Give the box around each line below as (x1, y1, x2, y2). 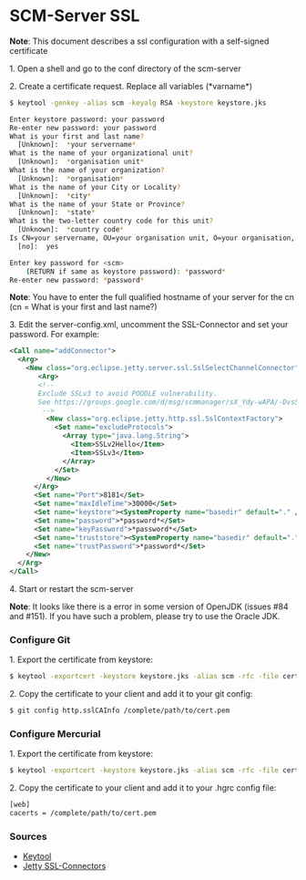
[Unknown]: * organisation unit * (17, 157, 145, 167)
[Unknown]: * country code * (17, 225, 125, 234)
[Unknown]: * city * (17, 191, 92, 201)
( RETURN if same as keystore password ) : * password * (25, 266, 226, 276)
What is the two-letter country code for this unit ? (9, 216, 214, 226)
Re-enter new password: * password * (9, 275, 145, 285)
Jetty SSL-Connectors (22, 861, 107, 872)
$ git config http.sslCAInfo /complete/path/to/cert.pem (9, 706, 230, 716)
